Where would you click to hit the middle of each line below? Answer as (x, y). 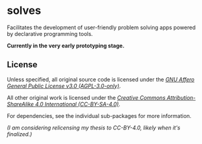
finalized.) (19, 134)
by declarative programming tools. (50, 33)
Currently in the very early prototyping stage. (66, 46)
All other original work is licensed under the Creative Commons (86, 97)
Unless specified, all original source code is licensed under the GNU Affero (101, 79)
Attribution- (181, 97)
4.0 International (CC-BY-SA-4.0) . (78, 104)
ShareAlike (20, 104)
